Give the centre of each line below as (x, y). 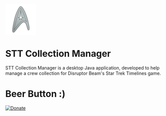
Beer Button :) (35, 94)
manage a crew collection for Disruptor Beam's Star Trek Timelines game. (83, 73)
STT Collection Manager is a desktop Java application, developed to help (82, 67)
